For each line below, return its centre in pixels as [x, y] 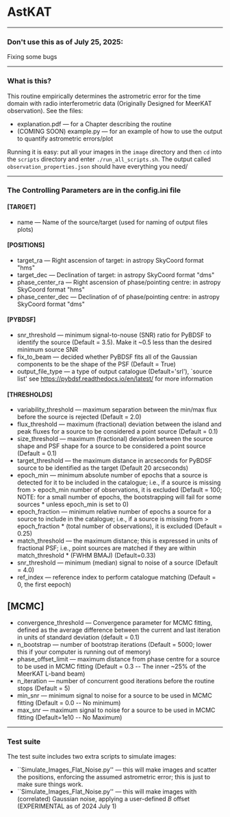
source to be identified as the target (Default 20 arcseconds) [103, 468]
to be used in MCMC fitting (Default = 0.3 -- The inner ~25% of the [112, 667]
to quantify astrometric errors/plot [65, 139]
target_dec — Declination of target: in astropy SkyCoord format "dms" [116, 274]
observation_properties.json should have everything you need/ [98, 166]
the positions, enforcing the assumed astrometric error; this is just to [114, 777]
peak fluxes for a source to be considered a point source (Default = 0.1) [117, 431]
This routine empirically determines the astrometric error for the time [104, 96]
